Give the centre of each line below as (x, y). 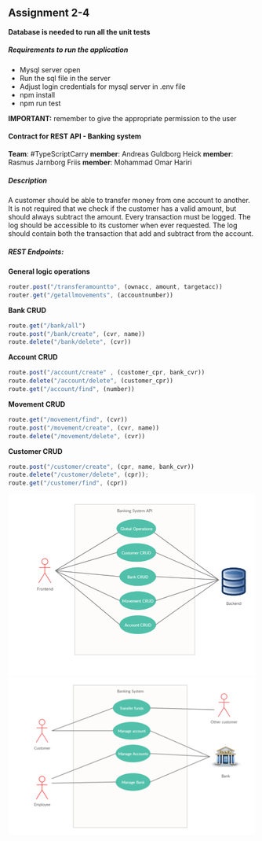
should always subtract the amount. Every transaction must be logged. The (129, 216)
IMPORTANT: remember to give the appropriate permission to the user (122, 118)
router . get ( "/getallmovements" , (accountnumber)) (91, 295)
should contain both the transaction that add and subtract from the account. (131, 233)
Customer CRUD (35, 451)
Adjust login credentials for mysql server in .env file (102, 87)
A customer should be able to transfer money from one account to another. (129, 200)
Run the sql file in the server (65, 78)
